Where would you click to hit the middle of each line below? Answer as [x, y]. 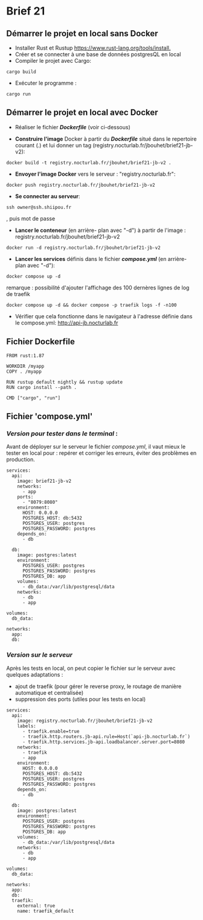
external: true [36, 906]
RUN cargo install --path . [42, 387]
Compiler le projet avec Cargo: [53, 61]
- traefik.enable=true [51, 731]
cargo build [21, 72]
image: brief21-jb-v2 [44, 481]
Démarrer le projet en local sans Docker [82, 34]
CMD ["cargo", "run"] [34, 398]
